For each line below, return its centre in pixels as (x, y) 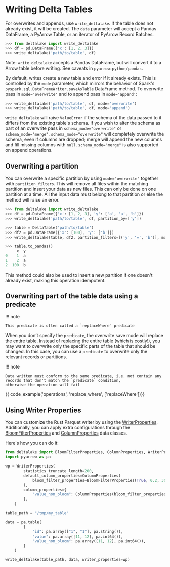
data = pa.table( (24, 522)
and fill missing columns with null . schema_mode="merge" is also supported (82, 145)
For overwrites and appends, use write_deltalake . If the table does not (79, 23)
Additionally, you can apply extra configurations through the (68, 428)
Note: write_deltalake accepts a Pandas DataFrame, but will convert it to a (83, 62)
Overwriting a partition (42, 166)
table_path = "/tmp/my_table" (37, 513)
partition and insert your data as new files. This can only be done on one (81, 189)
